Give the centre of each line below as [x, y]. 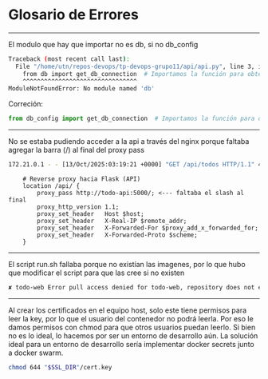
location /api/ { [51, 186]
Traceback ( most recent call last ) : [69, 59]
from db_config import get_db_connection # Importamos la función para [132, 119]
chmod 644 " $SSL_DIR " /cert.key [60, 367]
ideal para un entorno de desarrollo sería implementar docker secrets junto [131, 344]
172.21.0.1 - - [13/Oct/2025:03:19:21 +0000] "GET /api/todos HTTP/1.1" [132, 165]
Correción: [26, 104]
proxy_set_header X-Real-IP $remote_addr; [112, 221]
